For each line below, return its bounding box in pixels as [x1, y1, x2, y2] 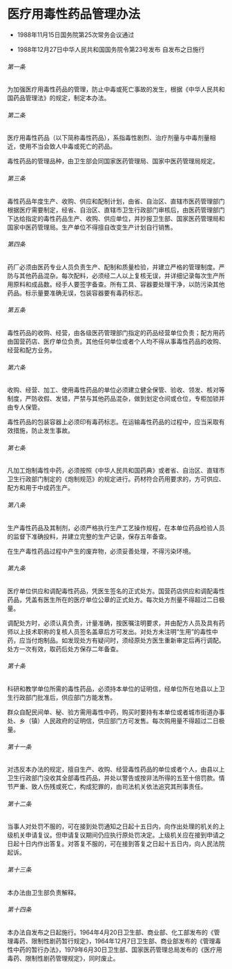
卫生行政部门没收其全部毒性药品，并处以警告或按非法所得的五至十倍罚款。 [7, 774, 219, 782]
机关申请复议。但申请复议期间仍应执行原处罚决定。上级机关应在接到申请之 [12, 831, 225, 840]
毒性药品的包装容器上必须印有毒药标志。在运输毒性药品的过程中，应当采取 [7, 418, 219, 426]
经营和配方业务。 [7, 345, 56, 354]
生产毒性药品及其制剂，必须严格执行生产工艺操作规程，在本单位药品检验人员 [7, 523, 225, 532]
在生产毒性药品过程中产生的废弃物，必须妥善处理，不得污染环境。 [7, 547, 195, 555]
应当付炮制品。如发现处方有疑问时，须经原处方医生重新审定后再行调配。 [19, 636, 225, 644]
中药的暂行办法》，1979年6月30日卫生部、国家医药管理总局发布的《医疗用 [12, 945, 222, 954]
